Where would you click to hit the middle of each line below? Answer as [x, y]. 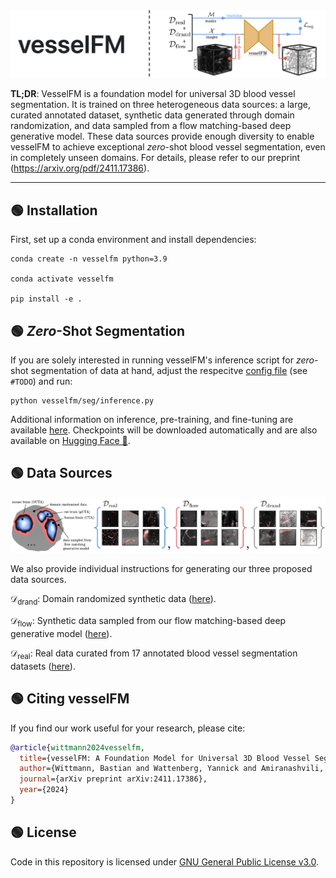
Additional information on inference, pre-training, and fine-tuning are [152, 419]
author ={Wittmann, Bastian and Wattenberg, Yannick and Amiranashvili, [172, 769]
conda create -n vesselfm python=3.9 [89, 259]
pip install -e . [46, 299]
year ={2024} [44, 790]
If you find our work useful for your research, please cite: [128, 728]
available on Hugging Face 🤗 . [70, 440]
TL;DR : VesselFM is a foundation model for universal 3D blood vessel [153, 94]
